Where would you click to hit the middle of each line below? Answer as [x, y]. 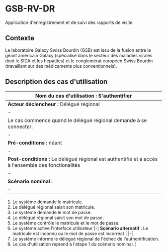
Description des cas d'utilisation [56, 82]
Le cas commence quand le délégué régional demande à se [77, 120]
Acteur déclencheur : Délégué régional [54, 104]
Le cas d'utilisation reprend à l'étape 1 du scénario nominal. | [74, 244]
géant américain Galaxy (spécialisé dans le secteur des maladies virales [79, 55]
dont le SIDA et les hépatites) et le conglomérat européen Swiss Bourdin [79, 61]
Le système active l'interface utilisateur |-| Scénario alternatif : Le [80, 228]
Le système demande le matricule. [48, 202]
